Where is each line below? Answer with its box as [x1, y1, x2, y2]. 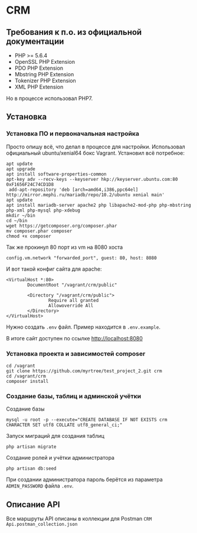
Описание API [6, 499, 60, 509]
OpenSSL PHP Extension [14, 58, 75, 65]
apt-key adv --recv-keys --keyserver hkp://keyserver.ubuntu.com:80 [6, 176, 178, 182]
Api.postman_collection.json [6, 521, 78, 528]
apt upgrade [6, 166, 35, 172]
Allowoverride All [48, 303, 94, 308]
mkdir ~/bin [6, 212, 35, 219]
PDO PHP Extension [14, 64, 64, 71]
